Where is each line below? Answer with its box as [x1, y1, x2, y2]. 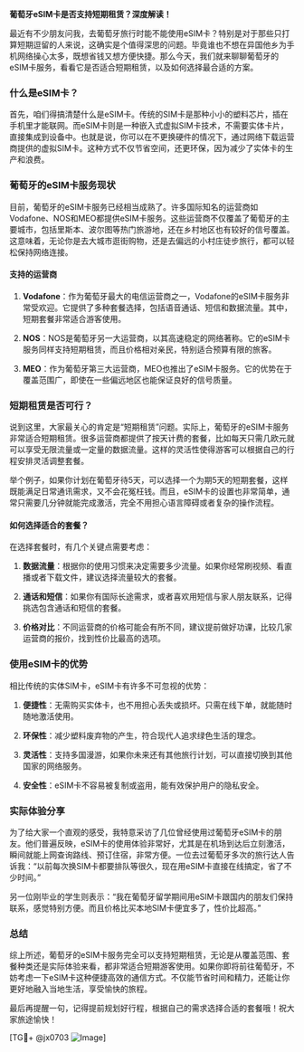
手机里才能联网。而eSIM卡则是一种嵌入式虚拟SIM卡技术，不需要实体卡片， [9, 120, 289, 131]
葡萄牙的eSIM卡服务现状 [9, 179, 116, 192]
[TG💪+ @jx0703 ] [9, 1032, 107, 1043]
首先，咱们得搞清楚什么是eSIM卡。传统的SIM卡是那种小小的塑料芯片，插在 [9, 109, 289, 120]
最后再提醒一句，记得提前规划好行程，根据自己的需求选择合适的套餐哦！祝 [9, 1003, 287, 1014]
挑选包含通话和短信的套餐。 [22, 602, 127, 613]
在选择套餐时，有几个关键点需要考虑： [9, 542, 152, 553]
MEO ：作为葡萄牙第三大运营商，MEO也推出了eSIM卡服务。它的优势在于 [22, 363, 292, 374]
